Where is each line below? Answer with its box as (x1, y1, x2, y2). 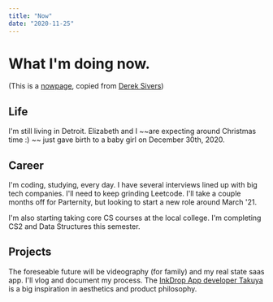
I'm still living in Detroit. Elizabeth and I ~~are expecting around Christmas (8, 127, 257, 136)
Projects (8, 245, 52, 259)
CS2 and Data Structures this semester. (8, 222, 141, 231)
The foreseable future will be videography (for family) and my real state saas (8, 266, 265, 276)
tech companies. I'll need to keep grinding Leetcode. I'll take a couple (8, 188, 241, 199)
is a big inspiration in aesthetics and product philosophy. (8, 283, 197, 293)
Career (8, 158, 45, 172)
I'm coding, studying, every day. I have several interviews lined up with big (8, 180, 258, 190)
